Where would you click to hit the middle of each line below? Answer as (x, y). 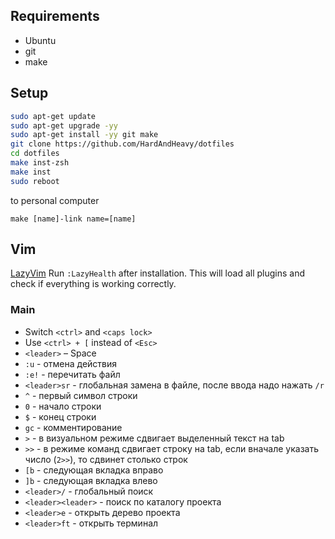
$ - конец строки (60, 416)
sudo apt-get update (53, 116)
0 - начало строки (63, 406)
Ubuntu (40, 40)
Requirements (55, 16)
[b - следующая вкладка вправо (94, 470)
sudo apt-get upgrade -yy (64, 125)
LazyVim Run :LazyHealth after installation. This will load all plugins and (158, 273)
